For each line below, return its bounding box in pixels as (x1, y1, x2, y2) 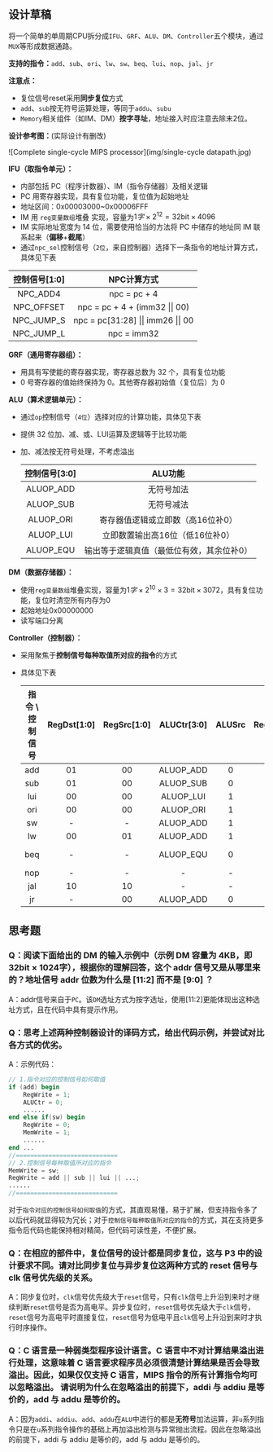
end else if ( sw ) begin (8, 1113, 85, 1122)
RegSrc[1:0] (102, 719, 151, 731)
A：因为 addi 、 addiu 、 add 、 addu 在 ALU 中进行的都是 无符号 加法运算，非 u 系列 (8, 1414, 258, 1423)
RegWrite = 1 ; (23, 1090, 71, 1098)
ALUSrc (215, 719, 246, 731)
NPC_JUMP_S (12, 315, 66, 326)
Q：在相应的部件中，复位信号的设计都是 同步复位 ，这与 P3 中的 (8, 1247, 254, 1259)
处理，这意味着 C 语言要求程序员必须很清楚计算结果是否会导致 (16, 1357, 260, 1369)
